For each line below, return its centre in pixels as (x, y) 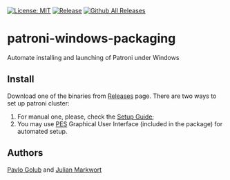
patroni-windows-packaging (92, 39)
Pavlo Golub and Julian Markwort (55, 170)
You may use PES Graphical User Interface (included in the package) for (120, 123)
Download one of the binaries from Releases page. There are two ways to (112, 96)
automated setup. (42, 131)
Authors (25, 153)
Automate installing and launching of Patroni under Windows (93, 57)
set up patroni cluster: (39, 103)
